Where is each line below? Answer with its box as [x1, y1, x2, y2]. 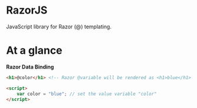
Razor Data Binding [6, 63, 54, 70]
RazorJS [6, 4, 48, 17]
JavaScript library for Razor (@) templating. [6, 23, 112, 30]
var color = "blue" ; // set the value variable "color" [17, 91, 157, 97]
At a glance [6, 44, 63, 57]
